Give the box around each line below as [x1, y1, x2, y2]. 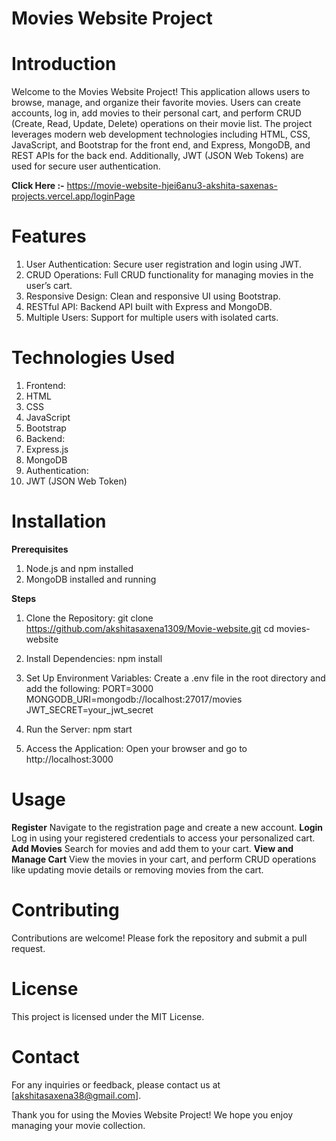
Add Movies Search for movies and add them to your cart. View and [11, 842, 294, 854]
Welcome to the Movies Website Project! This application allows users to [11, 86, 311, 98]
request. [11, 942, 46, 954]
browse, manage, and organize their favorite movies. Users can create [11, 97, 301, 109]
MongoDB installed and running [25, 573, 157, 585]
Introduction [11, 53, 117, 76]
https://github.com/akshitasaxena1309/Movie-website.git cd [25, 622, 275, 634]
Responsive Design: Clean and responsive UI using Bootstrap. [25, 290, 281, 302]
